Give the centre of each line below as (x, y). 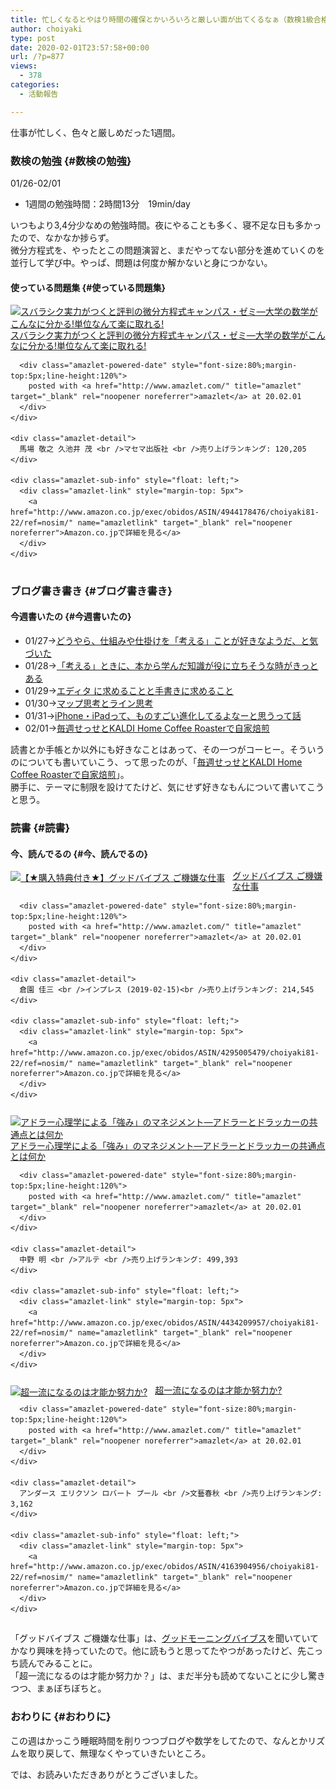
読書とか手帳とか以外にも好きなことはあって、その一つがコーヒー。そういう (167, 749)
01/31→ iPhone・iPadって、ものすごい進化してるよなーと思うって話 (163, 715)
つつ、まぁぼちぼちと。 (58, 1688)
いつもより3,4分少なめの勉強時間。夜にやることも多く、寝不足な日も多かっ (166, 225)
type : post (33, 38)
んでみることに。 (62, 1663)
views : (24, 66)
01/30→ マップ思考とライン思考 (89, 703)
